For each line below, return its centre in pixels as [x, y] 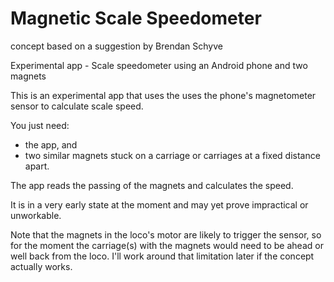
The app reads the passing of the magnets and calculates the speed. [152, 185]
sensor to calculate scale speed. [77, 106]
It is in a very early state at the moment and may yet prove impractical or [159, 204]
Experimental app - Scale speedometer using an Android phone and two [159, 65]
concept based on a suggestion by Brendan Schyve [116, 46]
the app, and [51, 144]
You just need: [40, 125]
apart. [37, 166]
